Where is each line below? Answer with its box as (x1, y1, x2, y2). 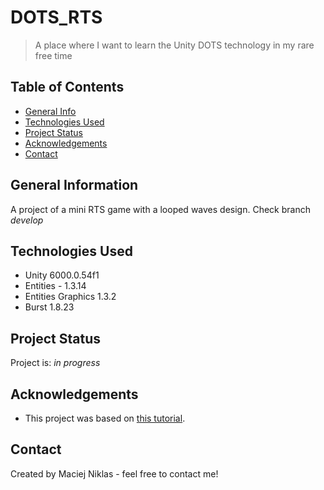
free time (34, 49, 73, 61)
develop (10, 214, 44, 226)
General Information (10, 177, 139, 194)
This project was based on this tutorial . (24, 412, 186, 424)
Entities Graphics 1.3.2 (24, 291, 117, 303)
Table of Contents (10, 79, 125, 96)
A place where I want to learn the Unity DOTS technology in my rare (34, 39, 315, 51)
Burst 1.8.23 (24, 301, 75, 313)
